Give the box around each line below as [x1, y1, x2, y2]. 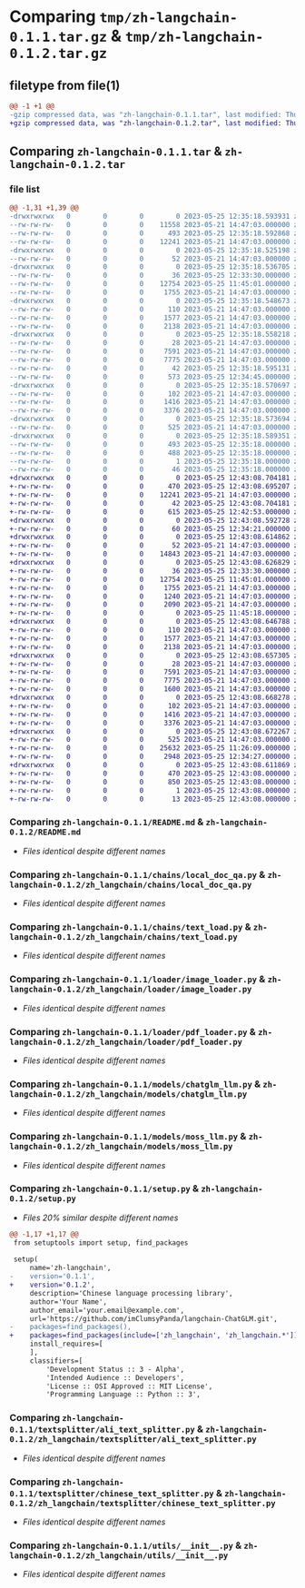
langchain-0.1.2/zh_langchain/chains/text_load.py [9, 932, 238, 942]
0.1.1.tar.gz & [9, 25, 123, 46]
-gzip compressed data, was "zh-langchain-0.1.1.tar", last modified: [9, 110, 282, 119]
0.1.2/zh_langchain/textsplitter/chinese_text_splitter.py [9, 1498, 276, 1508]
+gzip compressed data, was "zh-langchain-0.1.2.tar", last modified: [9, 118, 282, 128]
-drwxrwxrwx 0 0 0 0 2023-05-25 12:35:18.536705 [9, 262, 290, 271]
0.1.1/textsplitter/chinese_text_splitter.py [9, 1488, 215, 1499]
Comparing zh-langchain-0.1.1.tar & [9, 143, 222, 160]
